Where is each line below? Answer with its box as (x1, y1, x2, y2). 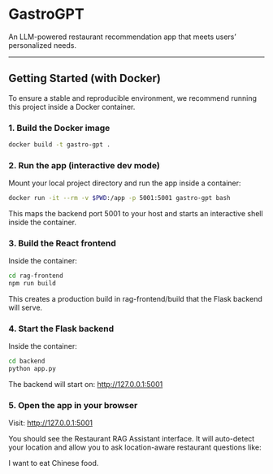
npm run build (8, 280, 57, 288)
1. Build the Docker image (8, 122, 110, 133)
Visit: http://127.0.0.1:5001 (8, 418, 93, 428)
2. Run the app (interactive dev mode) (8, 159, 160, 171)
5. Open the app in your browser (8, 400, 138, 411)
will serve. (8, 302, 43, 313)
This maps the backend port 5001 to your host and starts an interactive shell (8, 209, 263, 219)
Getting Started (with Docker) (8, 72, 161, 85)
